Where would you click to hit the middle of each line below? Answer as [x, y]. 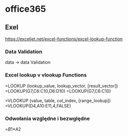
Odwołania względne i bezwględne [47, 118]
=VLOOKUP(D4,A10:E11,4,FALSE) [38, 106]
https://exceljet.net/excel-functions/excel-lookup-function [64, 39]
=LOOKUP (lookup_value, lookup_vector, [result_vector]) [62, 86]
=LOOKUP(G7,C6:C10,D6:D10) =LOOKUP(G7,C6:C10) [58, 91]
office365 [26, 9]
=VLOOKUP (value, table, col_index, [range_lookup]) [58, 100]
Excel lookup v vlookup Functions [46, 75]
